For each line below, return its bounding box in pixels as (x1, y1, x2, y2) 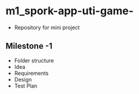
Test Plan (14, 82, 38, 89)
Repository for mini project (14, 24, 80, 31)
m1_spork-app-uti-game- (5, 4, 134, 18)
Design (14, 76, 32, 83)
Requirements (14, 70, 49, 77)
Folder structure (14, 57, 54, 64)
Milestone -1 (5, 41, 53, 51)
